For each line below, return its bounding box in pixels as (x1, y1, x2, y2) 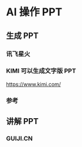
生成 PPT (6, 31, 39, 41)
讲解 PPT (6, 116, 39, 126)
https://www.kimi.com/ (6, 81, 61, 88)
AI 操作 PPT (6, 5, 63, 19)
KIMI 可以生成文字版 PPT (6, 67, 76, 75)
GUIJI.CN (6, 135, 33, 143)
